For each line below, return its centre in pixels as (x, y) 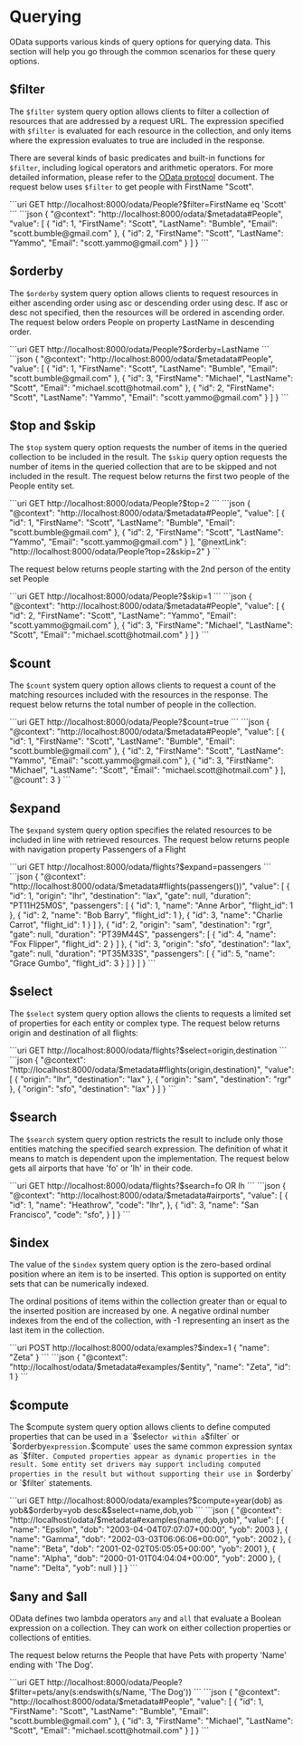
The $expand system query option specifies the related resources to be (141, 830)
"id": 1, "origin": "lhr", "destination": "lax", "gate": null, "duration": (130, 896)
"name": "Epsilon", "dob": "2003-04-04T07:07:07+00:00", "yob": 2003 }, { (149, 1529)
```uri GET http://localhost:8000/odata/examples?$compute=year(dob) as (146, 1500)
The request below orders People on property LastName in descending (142, 322)
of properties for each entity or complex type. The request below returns (145, 1023)
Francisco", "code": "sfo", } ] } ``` (70, 1214)
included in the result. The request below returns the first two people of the (150, 477)
